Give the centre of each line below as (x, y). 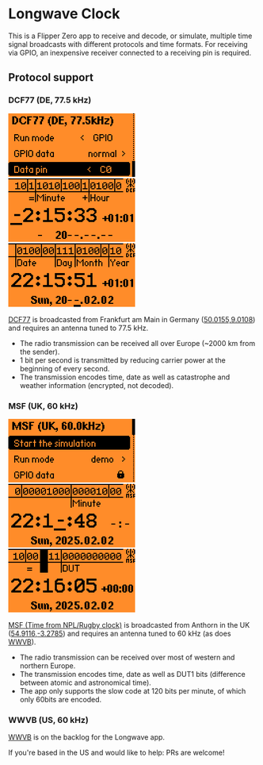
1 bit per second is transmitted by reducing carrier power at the (122, 360)
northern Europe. (48, 665)
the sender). (40, 352)
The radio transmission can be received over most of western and (127, 657)
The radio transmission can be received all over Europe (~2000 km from (137, 343)
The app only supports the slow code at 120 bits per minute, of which (133, 690)
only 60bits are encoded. (61, 699)
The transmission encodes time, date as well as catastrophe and (125, 377)
